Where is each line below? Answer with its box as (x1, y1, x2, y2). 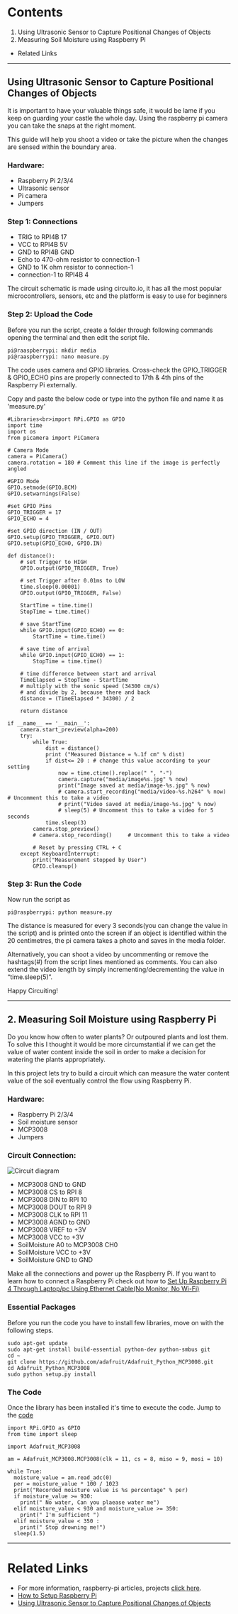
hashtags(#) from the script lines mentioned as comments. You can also (7, 957, 217, 966)
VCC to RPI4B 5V (17, 241, 68, 249)
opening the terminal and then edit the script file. (7, 333, 150, 341)
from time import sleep (7, 1430, 78, 1437)
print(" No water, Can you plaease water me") (20, 1498, 160, 1506)
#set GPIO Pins (7, 502, 52, 509)
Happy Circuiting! (7, 986, 59, 995)
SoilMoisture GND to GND (17, 1256, 93, 1264)
